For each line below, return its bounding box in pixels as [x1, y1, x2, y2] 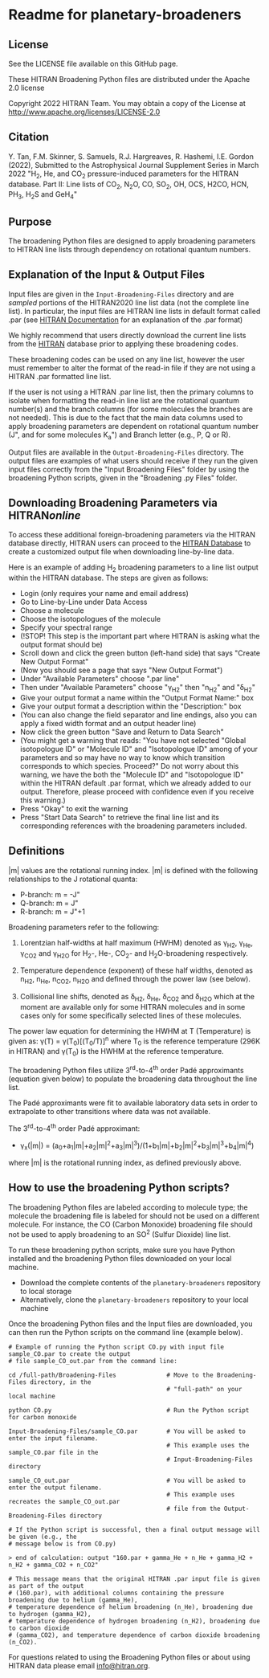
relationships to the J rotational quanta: [8, 874, 138, 884]
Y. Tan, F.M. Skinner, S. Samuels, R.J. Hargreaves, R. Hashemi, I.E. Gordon [8, 151, 255, 161]
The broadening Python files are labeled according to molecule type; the [8, 1202, 249, 1212]
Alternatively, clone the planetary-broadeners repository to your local [19, 1295, 249, 1304]
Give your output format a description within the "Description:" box [19, 701, 242, 712]
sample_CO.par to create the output [8, 1349, 131, 1358]
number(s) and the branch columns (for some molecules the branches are [8, 404, 253, 414]
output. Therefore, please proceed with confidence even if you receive [19, 787, 255, 797]
